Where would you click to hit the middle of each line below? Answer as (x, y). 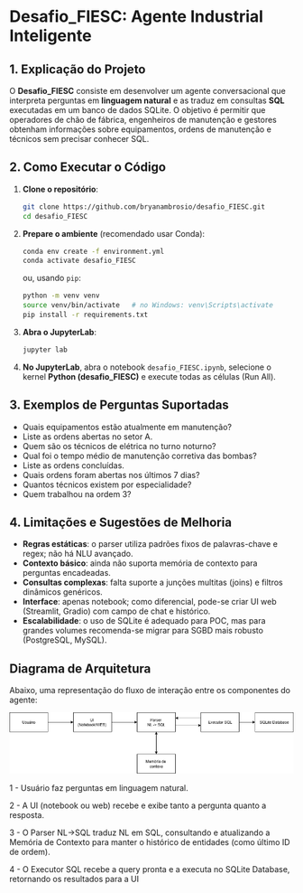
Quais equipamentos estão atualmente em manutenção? (127, 427)
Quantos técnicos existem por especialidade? (107, 484)
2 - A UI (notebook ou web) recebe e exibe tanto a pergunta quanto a (138, 805)
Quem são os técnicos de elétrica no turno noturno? (119, 446)
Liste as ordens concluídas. (73, 465)
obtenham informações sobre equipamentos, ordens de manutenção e (141, 129)
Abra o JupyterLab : (60, 332)
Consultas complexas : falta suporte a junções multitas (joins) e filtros (152, 583)
